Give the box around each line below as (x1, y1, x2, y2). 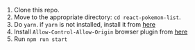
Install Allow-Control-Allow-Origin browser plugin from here (13, 27, 188, 36)
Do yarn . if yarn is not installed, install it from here (13, 21, 156, 28)
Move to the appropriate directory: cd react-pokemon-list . (13, 13, 181, 21)
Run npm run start (13, 35, 68, 43)
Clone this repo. (13, 6, 60, 14)
